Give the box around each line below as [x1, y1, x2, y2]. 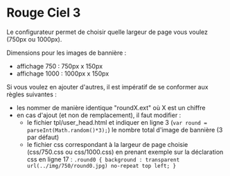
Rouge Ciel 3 [6, 5, 81, 21]
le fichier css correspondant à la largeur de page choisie [26, 140, 188, 148]
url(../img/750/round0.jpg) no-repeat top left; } [26, 162, 177, 169]
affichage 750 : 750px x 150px [16, 62, 103, 70]
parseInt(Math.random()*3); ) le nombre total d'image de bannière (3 [26, 125, 223, 134]
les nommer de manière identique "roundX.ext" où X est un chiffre [16, 103, 206, 112]
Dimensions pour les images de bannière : [6, 49, 127, 57]
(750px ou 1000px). [6, 35, 62, 43]
